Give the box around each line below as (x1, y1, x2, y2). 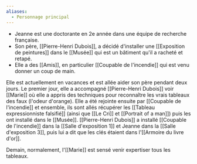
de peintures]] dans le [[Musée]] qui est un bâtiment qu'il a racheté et (14, 49, 183, 56)
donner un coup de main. (14, 67, 76, 74)
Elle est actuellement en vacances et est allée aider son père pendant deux (6, 78, 188, 86)
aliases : (6, 8, 28, 15)
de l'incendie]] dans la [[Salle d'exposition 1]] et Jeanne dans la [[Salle (6, 122, 176, 129)
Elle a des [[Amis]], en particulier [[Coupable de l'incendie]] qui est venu (14, 61, 189, 68)
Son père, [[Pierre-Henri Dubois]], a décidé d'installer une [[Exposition (14, 42, 185, 50)
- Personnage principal (11, 14, 69, 20)
